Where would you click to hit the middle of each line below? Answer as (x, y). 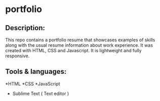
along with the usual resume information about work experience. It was (79, 45)
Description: (25, 28)
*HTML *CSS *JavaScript (33, 83)
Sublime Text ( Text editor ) (41, 93)
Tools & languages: (36, 72)
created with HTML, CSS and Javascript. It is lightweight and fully (73, 51)
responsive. (17, 56)
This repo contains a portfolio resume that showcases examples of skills (80, 40)
